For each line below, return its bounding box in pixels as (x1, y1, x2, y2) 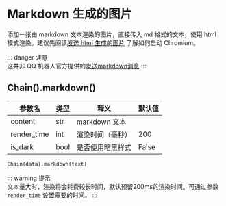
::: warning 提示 (7, 174, 51, 182)
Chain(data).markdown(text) (7, 160, 88, 168)
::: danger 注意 (7, 53, 48, 62)
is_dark (10, 142, 34, 151)
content (10, 116, 36, 126)
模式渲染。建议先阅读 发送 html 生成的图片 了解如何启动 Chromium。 (7, 38, 200, 47)
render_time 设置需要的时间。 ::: (7, 191, 98, 199)
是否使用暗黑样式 (76, 142, 132, 152)
